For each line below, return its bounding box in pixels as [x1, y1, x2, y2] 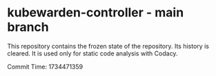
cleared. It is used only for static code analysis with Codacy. [7, 49, 178, 58]
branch [7, 19, 50, 35]
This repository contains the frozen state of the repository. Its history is [7, 42, 209, 50]
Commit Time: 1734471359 [7, 62, 84, 71]
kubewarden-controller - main [7, 5, 184, 21]
